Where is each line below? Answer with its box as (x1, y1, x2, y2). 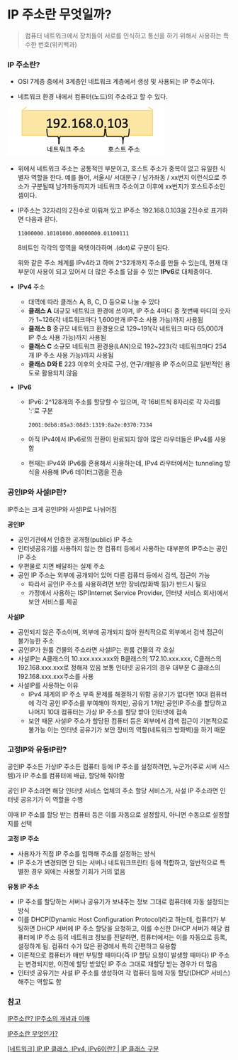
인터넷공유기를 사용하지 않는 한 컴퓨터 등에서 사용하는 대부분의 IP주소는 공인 (17, 544, 228, 552)
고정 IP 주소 (7, 834, 40, 842)
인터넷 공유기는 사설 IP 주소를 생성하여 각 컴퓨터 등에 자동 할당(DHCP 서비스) (17, 968, 231, 977)
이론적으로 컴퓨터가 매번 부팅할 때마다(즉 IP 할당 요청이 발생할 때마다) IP (17, 951, 217, 959)
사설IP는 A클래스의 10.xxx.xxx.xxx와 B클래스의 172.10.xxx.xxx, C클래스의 (17, 654, 222, 663)
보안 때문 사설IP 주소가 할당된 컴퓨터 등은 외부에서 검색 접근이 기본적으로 (28, 716, 229, 725)
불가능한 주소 (17, 636, 55, 645)
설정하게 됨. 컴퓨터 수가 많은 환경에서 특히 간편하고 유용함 (17, 941, 177, 950)
